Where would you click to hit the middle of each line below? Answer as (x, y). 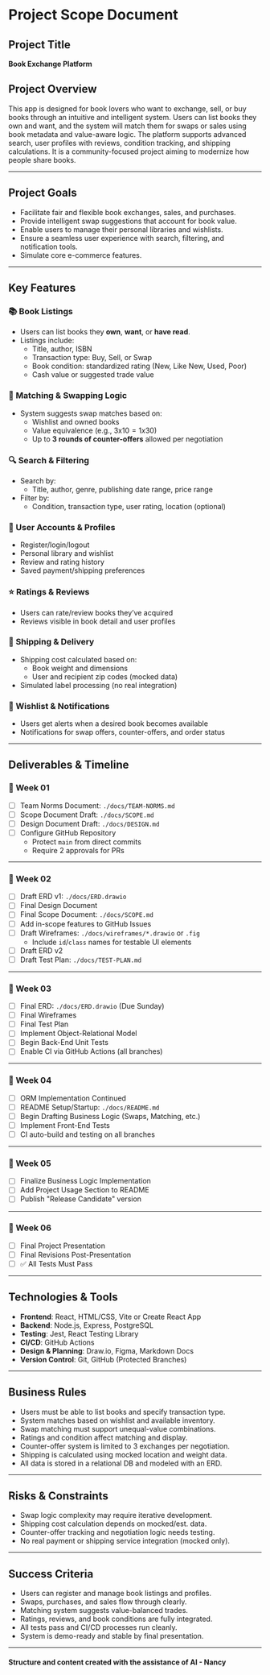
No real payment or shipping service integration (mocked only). (125, 1541)
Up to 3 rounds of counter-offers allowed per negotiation (127, 439)
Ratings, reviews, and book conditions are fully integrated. (116, 1619)
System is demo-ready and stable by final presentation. (112, 1636)
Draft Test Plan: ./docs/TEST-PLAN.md (81, 960)
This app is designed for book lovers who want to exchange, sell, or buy (127, 108)
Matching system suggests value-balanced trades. (104, 1611)
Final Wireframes (48, 1015)
